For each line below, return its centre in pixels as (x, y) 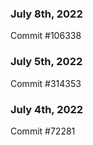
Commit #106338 (46, 36)
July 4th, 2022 (47, 109)
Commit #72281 (43, 131)
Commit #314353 (46, 83)
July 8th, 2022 (46, 14)
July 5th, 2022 (46, 62)
